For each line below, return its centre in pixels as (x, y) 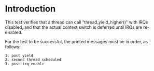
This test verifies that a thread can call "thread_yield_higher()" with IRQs (77, 22)
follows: (13, 47)
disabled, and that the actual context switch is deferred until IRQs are (74, 27)
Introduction (30, 9)
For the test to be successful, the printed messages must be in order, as (77, 41)
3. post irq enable (25, 64)
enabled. (14, 32)
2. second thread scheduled (33, 59)
